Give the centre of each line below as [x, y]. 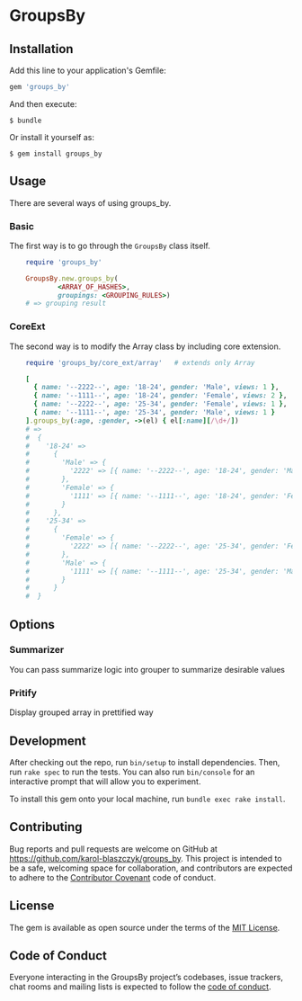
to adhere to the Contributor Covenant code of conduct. [113, 877]
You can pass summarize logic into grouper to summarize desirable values [147, 669]
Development [48, 741]
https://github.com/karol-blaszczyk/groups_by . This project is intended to [146, 858]
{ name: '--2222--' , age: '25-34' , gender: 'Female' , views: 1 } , [160, 404]
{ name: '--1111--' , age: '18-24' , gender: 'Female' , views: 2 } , [160, 396]
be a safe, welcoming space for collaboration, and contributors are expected [151, 868]
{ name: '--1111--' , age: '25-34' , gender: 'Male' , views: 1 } [154, 413]
